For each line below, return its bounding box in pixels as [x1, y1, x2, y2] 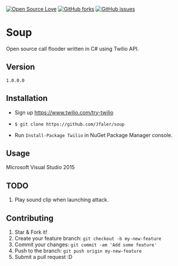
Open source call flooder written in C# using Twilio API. [6, 45, 139, 52]
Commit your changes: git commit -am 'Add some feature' [14, 241, 158, 248]
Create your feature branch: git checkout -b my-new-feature [14, 235, 162, 242]
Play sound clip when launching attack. [14, 196, 109, 204]
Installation [6, 93, 48, 103]
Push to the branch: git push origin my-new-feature [14, 247, 142, 254]
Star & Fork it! [14, 229, 48, 236]
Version [6, 62, 35, 72]
